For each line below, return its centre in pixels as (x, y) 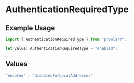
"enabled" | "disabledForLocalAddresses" (49, 76)
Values (16, 64)
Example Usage (30, 28)
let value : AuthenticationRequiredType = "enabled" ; (61, 48)
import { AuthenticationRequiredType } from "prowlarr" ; (66, 39)
